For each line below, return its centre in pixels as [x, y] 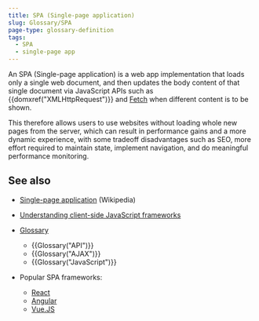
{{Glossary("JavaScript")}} [74, 262]
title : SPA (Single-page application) [71, 15]
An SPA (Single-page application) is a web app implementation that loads [126, 74]
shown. [20, 108]
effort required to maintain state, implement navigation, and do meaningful [128, 148]
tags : [17, 37]
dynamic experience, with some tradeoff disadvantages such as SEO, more [129, 139]
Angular [44, 301]
